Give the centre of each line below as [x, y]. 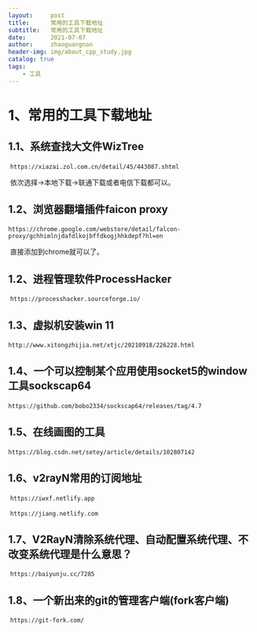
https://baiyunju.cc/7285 [52, 575]
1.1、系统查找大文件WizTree [76, 147]
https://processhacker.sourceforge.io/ [75, 299]
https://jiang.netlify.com [54, 513]
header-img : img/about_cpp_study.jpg [70, 52]
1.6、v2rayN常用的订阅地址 [75, 478]
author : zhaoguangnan [50, 45]
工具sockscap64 [50, 386]
